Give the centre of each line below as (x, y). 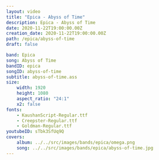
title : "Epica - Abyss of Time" (45, 17)
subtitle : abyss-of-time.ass (42, 77)
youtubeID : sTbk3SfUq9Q (35, 132)
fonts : (14, 109)
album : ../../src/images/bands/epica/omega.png (76, 142)
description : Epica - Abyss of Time (51, 22)
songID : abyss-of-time (34, 71)
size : (13, 82)
